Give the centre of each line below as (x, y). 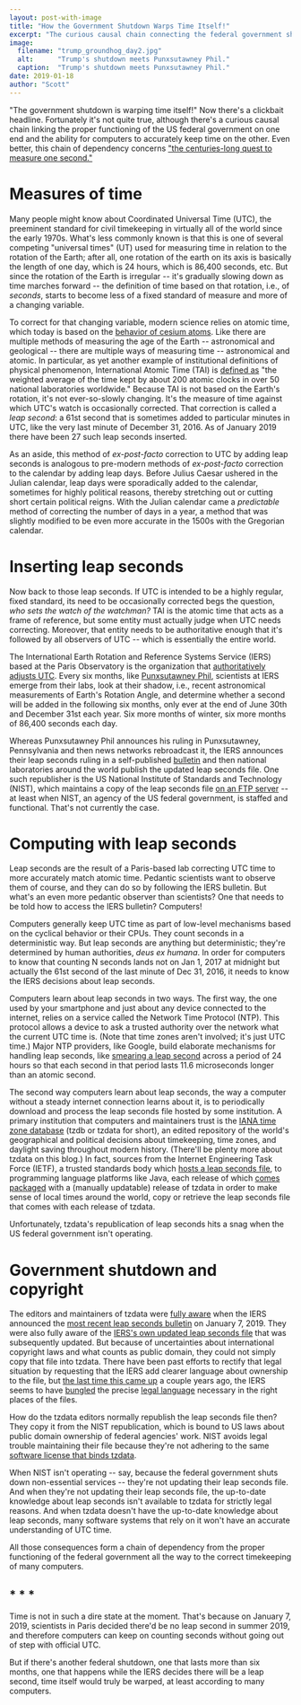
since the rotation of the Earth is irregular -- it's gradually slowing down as (146, 276)
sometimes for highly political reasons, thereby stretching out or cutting (141, 492)
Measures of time (76, 193)
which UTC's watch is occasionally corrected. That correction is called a (143, 408)
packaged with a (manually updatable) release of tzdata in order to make (143, 1188)
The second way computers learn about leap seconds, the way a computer (148, 1093)
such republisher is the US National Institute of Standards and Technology (146, 778)
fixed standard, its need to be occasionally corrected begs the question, (142, 601)
